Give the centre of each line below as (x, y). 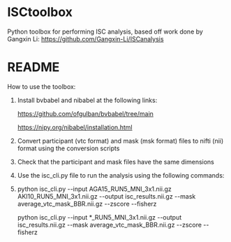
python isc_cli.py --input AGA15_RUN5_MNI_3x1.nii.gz (95, 189)
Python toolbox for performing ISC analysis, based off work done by (105, 31)
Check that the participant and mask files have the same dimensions (115, 162)
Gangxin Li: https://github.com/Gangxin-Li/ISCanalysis (85, 38)
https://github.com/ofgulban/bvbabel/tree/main (85, 113)
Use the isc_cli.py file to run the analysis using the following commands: (121, 175)
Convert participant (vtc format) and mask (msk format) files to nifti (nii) (120, 141)
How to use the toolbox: (42, 86)
